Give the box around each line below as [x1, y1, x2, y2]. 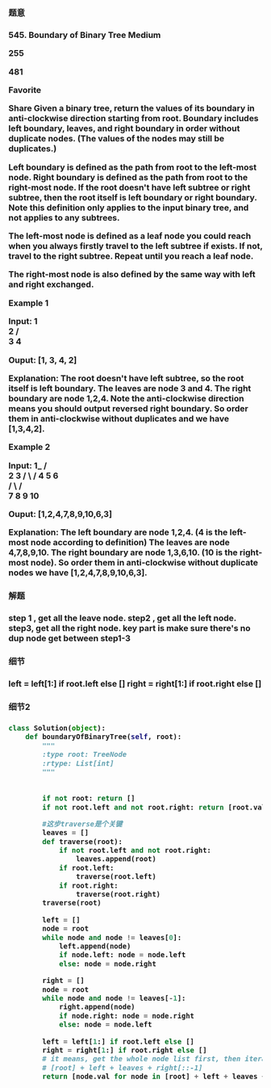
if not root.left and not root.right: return [41, 802, 224, 812]
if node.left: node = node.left [59, 951, 186, 960]
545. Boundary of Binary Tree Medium [8, 29, 161, 40]
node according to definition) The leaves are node [30, 537, 230, 548]
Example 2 [8, 442, 51, 453]
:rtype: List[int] [41, 758, 115, 768]
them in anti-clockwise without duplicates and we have [8, 413, 230, 424]
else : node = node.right [59, 959, 157, 968]
